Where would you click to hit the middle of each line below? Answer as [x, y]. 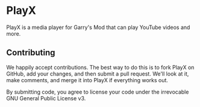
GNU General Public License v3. [46, 98]
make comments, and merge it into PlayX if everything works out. [87, 80]
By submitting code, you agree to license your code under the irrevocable [98, 92]
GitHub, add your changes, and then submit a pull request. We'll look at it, [98, 74]
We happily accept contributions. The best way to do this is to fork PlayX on [100, 67]
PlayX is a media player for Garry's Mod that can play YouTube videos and [98, 27]
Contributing [31, 53]
